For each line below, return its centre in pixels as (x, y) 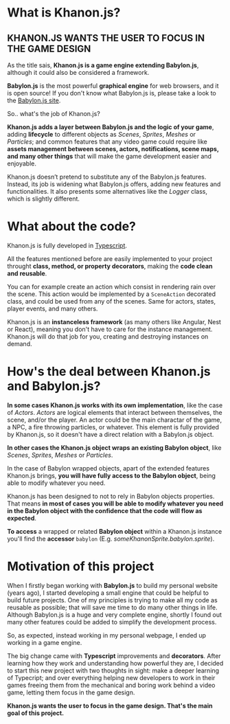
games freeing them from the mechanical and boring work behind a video (111, 685)
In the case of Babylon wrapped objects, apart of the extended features (108, 468)
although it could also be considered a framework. (78, 72)
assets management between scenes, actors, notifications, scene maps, (113, 149)
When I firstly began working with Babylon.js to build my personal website (113, 585)
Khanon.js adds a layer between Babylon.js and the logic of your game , (111, 127)
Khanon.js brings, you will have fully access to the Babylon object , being (112, 475)
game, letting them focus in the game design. (71, 692)
